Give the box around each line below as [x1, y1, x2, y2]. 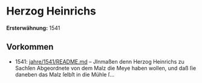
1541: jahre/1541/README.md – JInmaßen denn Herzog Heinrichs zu [15, 58, 184, 65]
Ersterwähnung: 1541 [6, 24, 60, 32]
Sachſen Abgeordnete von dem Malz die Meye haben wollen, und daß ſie [15, 64, 197, 71]
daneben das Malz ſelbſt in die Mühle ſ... [15, 71, 115, 78]
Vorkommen [6, 42, 54, 52]
